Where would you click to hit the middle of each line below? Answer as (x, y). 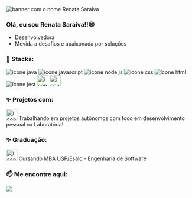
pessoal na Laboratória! (35, 124)
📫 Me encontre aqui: (37, 174)
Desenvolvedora (35, 37)
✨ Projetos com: (30, 99)
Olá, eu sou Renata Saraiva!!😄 (51, 24)
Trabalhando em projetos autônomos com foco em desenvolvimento (102, 118)
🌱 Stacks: (20, 59)
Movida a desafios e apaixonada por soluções (71, 44)
